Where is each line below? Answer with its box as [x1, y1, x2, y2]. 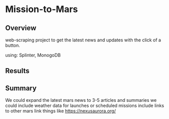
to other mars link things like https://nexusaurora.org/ [5, 108, 116, 114]
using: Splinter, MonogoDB [5, 52, 61, 58]
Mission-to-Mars [5, 4, 78, 15]
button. [5, 42, 20, 48]
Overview [5, 24, 37, 32]
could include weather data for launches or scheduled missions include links [5, 102, 164, 109]
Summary [5, 84, 37, 92]
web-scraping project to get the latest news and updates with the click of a [5, 37, 161, 43]
